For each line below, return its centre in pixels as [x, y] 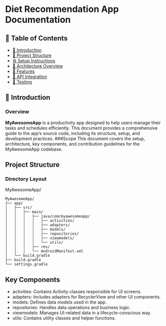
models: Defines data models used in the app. [60, 302]
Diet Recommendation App [62, 9]
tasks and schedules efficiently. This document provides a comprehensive [82, 128]
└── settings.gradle [27, 264]
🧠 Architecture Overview [38, 66]
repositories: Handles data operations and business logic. [72, 308]
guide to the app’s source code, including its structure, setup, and [73, 133]
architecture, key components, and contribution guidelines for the [73, 144]
